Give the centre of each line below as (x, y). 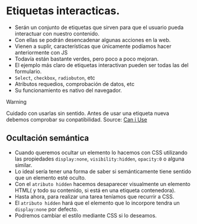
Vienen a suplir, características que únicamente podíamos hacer (93, 46)
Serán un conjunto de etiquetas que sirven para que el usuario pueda (99, 27)
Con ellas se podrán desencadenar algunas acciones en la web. (93, 40)
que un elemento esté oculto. (50, 177)
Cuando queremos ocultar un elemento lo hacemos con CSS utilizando (101, 152)
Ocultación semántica (48, 138)
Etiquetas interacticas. (63, 11)
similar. (23, 165)
